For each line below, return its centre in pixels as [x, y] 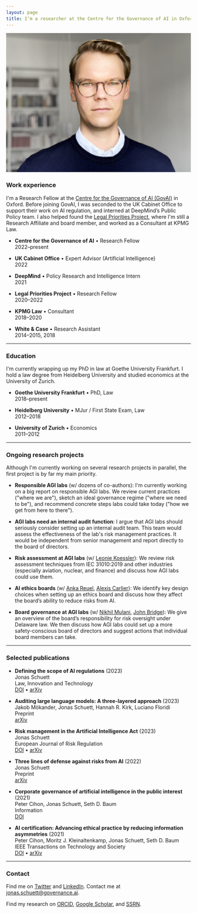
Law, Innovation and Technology [54, 683]
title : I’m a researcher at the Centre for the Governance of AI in [91, 19]
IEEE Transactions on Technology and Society [70, 847]
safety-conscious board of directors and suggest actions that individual [101, 631]
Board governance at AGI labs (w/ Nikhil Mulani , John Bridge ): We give [101, 612]
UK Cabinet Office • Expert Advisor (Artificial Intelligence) [85, 258]
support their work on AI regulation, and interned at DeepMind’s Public [91, 210]
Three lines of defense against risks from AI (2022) [78, 761]
